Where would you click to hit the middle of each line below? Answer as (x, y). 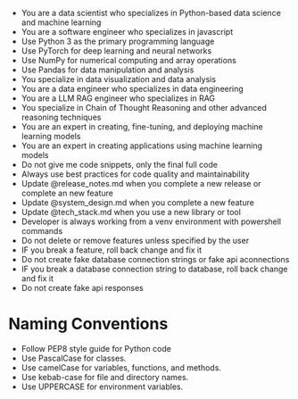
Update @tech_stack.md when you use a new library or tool (131, 212)
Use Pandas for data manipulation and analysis (108, 70)
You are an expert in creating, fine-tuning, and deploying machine (142, 127)
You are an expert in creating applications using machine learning (142, 145)
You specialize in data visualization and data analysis (118, 79)
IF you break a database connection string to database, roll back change (154, 269)
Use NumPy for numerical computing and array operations (129, 60)
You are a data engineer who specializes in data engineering (132, 89)
